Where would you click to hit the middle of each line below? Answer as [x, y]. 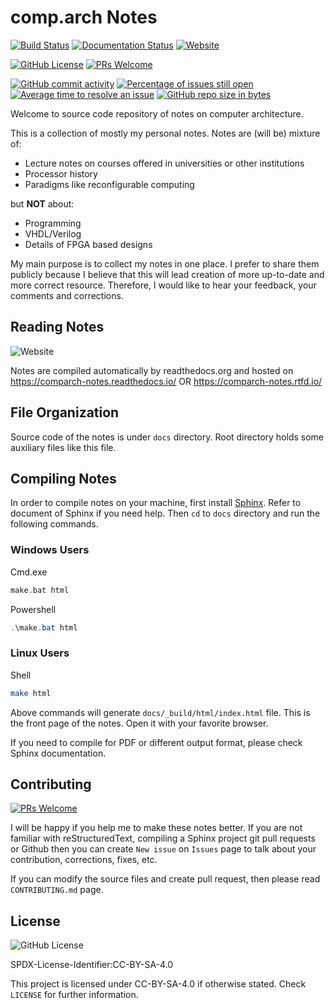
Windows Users [50, 550]
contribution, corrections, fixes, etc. [84, 860]
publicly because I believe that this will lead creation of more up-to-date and [167, 274]
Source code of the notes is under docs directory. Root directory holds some [167, 437]
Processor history [61, 173]
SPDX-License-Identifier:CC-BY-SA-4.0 [92, 965]
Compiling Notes [63, 478]
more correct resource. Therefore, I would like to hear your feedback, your [163, 285]
